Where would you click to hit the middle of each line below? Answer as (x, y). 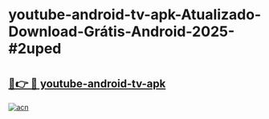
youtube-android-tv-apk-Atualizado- (135, 15)
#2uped (35, 49)
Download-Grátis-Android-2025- (122, 32)
